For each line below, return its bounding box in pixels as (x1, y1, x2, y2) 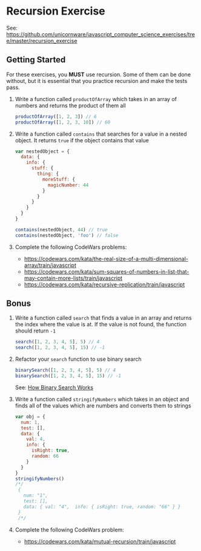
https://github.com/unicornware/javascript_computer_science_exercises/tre (6, 30, 196, 38)
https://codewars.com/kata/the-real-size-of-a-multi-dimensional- (24, 255, 189, 262)
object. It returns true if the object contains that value (15, 136, 150, 144)
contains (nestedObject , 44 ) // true (15, 226, 108, 233)
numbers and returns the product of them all (15, 102, 126, 109)
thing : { (37, 171, 59, 177)
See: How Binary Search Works (15, 383, 94, 391)
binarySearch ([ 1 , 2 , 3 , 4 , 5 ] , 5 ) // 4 (15, 368, 116, 374)
